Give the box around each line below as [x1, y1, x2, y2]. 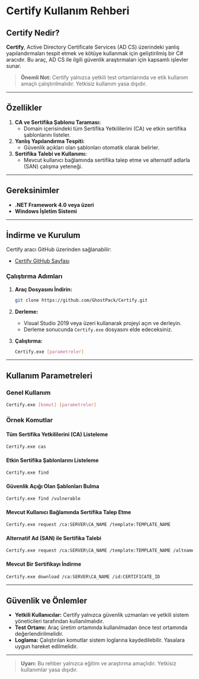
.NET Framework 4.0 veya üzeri [14, 201, 94, 208]
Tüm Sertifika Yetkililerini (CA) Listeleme [6, 431, 108, 438]
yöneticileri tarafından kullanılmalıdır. [14, 618, 104, 625]
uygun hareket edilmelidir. [14, 643, 78, 650]
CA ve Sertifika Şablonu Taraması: [14, 119, 101, 126]
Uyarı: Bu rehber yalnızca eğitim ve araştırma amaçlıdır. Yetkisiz [20, 660, 176, 667]
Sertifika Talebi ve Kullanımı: [14, 150, 87, 157]
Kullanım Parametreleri [6, 371, 93, 381]
